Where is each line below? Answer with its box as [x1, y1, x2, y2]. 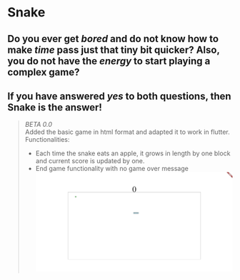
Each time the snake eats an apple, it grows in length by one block [35, 149, 231, 157]
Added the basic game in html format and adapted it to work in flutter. [24, 128, 230, 136]
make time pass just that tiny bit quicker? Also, [7, 43, 220, 56]
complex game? [7, 66, 80, 78]
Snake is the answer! [7, 101, 102, 113]
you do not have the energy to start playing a [7, 55, 211, 67]
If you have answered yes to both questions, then [7, 90, 231, 102]
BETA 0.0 [24, 120, 52, 129]
